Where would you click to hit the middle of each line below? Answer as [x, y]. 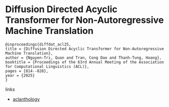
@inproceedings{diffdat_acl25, [38, 44]
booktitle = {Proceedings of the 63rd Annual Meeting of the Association [85, 62]
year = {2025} [20, 75]
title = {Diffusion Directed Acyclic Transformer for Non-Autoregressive [85, 49]
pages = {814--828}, [27, 71]
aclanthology [26, 99]
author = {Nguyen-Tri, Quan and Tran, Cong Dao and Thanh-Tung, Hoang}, [83, 58]
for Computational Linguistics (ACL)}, [47, 66]
